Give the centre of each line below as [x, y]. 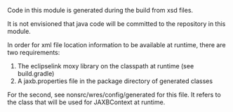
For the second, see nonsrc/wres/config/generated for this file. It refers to [114, 95]
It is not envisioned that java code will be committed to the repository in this [116, 24]
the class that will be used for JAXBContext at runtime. [86, 102]
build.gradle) [36, 74]
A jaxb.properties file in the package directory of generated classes [115, 81]
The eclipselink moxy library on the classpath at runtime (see [106, 66]
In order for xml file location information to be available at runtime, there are [116, 45]
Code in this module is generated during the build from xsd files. [100, 10]
